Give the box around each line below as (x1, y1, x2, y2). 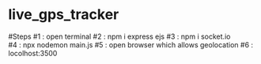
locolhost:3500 (8, 48, 58, 58)
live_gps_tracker (8, 6, 119, 24)
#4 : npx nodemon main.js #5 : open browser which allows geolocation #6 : (8, 40, 254, 49)
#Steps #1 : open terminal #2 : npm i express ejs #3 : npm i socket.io (8, 32, 231, 41)
